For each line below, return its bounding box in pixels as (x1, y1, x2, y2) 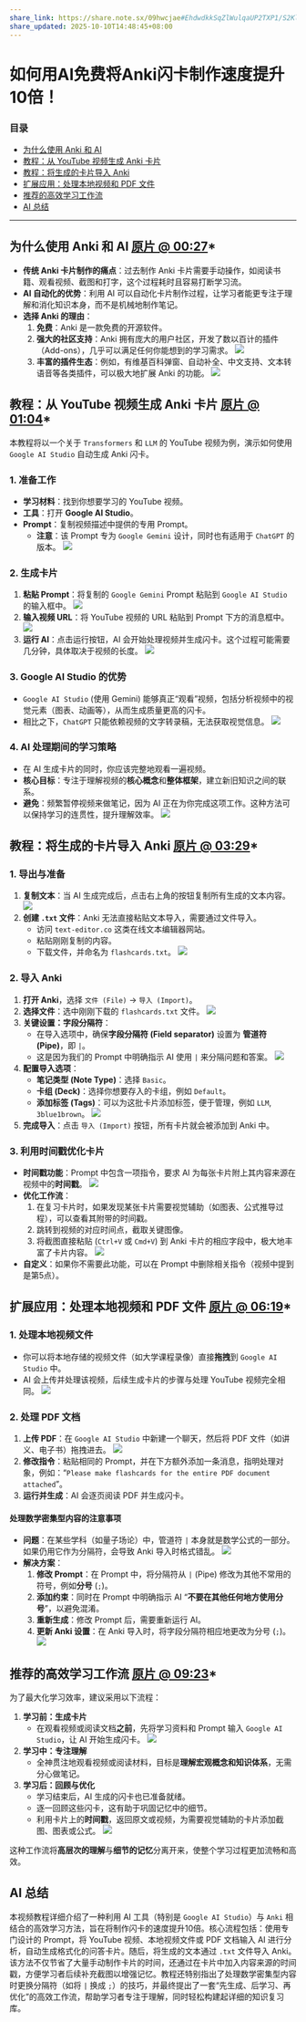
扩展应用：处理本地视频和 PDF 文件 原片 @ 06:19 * (9, 1299, 291, 1315)
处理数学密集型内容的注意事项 (9, 1512, 121, 1524)
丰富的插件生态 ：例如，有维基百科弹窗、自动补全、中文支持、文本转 (36, 356, 292, 367)
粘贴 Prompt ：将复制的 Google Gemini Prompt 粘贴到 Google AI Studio (22, 589, 289, 600)
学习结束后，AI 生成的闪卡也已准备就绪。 (36, 1791, 190, 1802)
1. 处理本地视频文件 (9, 1329, 94, 1341)
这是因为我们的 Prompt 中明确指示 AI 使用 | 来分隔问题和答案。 (36, 1051, 273, 1062)
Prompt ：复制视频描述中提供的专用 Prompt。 (22, 518, 193, 529)
